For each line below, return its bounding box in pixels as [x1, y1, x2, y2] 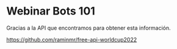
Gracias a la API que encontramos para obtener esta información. [6, 24, 171, 31]
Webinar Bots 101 [6, 4, 96, 18]
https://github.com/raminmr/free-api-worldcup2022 [6, 36, 137, 43]
